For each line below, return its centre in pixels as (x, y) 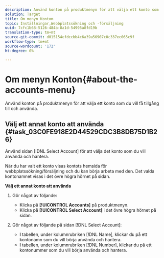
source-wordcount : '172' (30, 46)
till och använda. (22, 109)
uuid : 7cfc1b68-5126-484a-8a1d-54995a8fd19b (51, 28)
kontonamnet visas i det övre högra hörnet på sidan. (58, 176)
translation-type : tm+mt (30, 32)
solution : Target (23, 14)
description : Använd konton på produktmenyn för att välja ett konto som (82, 10)
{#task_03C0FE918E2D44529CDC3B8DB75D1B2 (81, 131)
